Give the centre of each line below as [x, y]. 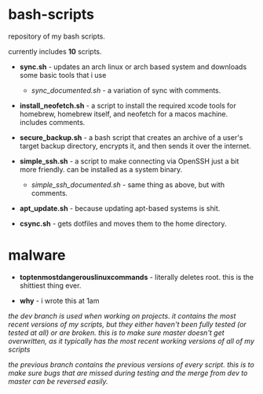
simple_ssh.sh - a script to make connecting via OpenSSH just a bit [129, 161]
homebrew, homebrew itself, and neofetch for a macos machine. [124, 114]
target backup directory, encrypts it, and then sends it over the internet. [135, 145]
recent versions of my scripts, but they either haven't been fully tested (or [128, 324]
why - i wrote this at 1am [59, 300]
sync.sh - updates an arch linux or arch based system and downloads [133, 66]
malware [37, 255]
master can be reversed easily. [58, 381]
